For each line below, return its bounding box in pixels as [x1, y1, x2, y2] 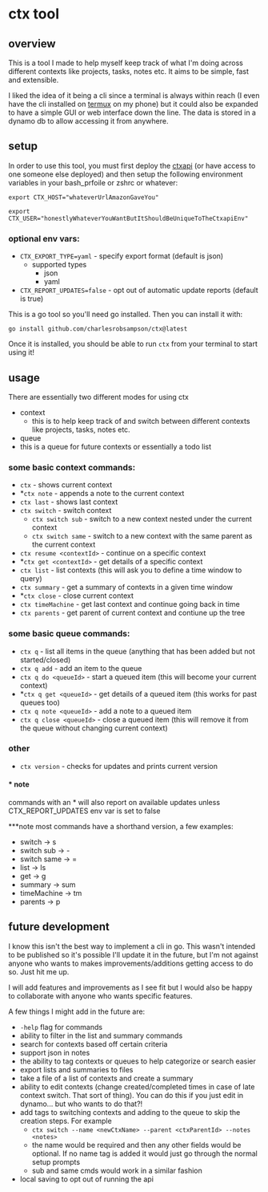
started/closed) [19, 655, 71, 665]
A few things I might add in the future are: [8, 1007, 146, 1016]
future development [8, 920, 110, 934]
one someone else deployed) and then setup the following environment [8, 169, 243, 179]
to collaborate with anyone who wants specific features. [8, 991, 194, 1000]
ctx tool [8, 5, 60, 23]
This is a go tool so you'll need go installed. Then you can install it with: [8, 310, 243, 319]
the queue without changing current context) [19, 723, 168, 733]
